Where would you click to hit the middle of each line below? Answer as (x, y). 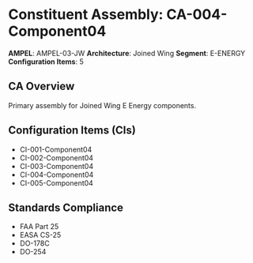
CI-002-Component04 (56, 158)
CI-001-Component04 (56, 149)
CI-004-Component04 (57, 175)
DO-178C (34, 243)
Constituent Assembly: (86, 15)
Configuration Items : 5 (46, 62)
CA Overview (42, 86)
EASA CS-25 (40, 235)
